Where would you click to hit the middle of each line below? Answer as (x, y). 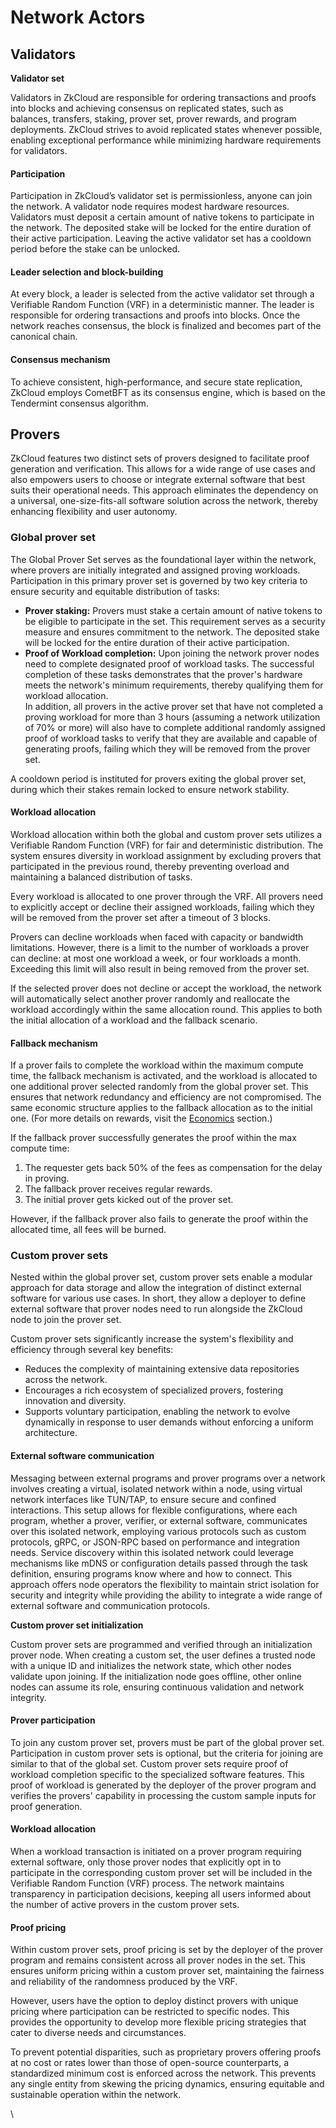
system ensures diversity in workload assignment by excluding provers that (166, 855)
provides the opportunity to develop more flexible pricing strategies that (158, 2022)
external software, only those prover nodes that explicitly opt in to (146, 1862)
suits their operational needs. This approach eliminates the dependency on (164, 490)
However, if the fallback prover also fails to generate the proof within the (159, 1219)
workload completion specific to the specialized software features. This (157, 1774)
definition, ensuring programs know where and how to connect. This (151, 1573)
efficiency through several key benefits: (92, 1350)
